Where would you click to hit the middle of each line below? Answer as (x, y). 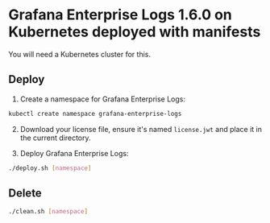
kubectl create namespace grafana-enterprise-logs (95, 114)
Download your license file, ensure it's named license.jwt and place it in (141, 129)
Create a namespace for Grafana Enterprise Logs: (102, 99)
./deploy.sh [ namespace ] (50, 168)
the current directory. (55, 138)
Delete (25, 193)
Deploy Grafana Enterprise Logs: (74, 153)
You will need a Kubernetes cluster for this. (80, 54)
